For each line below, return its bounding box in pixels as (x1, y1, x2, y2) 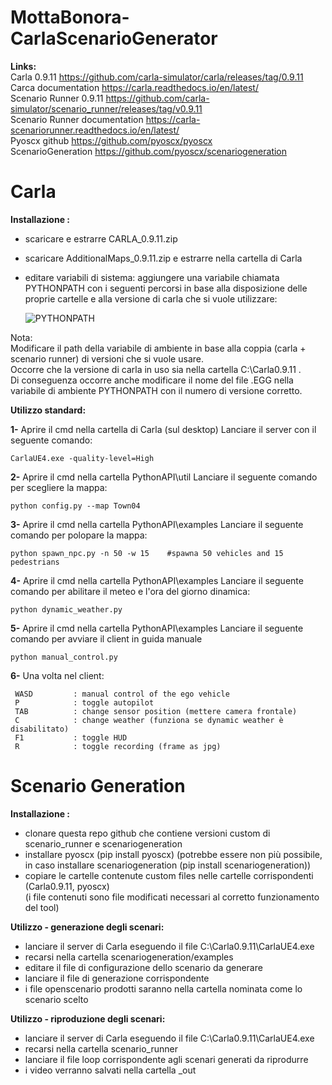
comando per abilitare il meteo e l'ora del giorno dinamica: (10, 585, 251, 597)
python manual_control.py (10, 652, 118, 662)
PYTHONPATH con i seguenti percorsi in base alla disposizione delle (24, 282, 308, 294)
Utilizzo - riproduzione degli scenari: (10, 1012, 166, 1025)
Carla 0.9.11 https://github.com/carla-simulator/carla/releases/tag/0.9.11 (10, 71, 304, 83)
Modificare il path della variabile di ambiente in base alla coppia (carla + (10, 342, 307, 354)
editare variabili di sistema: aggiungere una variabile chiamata (24, 271, 280, 283)
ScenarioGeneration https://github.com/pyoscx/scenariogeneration (10, 145, 288, 157)
